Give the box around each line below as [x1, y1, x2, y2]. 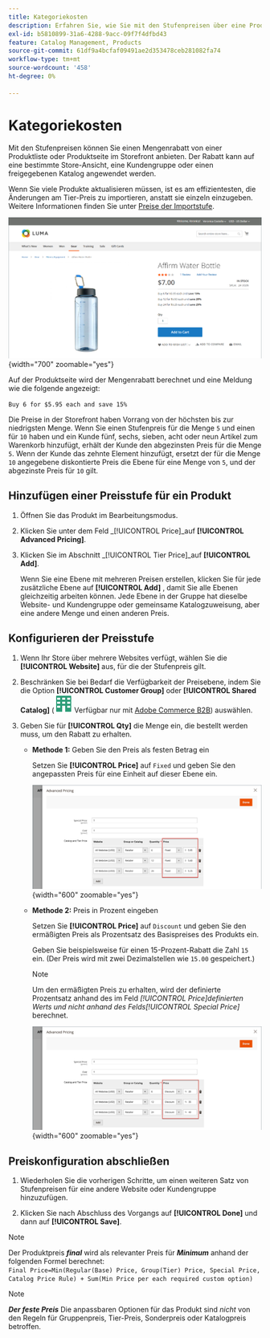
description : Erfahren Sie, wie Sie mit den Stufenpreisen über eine [8, 21, 247, 30]
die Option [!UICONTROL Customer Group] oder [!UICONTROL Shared [19, 685, 257, 695]
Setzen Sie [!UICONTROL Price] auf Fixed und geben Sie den [31, 760, 235, 770]
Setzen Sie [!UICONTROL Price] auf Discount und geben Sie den [31, 920, 247, 931]
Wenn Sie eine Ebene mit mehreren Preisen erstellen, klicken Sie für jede [19, 574, 261, 584]
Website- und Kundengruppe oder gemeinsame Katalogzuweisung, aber [19, 599, 260, 610]
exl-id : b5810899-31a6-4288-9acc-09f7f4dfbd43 [8, 30, 167, 38]
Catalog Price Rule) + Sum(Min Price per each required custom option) [8, 1275, 253, 1283]
